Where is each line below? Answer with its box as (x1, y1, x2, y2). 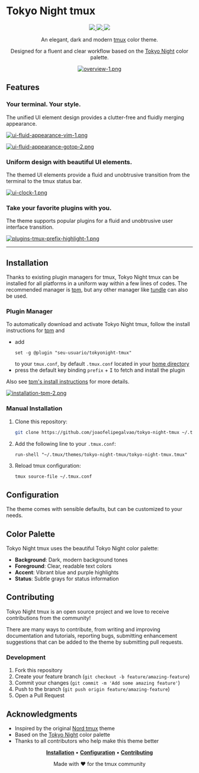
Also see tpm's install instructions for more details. (6, 378, 130, 385)
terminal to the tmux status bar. (6, 177, 82, 184)
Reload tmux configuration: (14, 462, 81, 469)
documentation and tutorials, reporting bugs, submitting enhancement (6, 632, 178, 639)
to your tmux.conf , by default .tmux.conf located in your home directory (14, 360, 190, 368)
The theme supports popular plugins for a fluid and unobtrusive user (6, 218, 174, 225)
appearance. (6, 120, 37, 127)
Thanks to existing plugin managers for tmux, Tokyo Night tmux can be (6, 274, 179, 281)
